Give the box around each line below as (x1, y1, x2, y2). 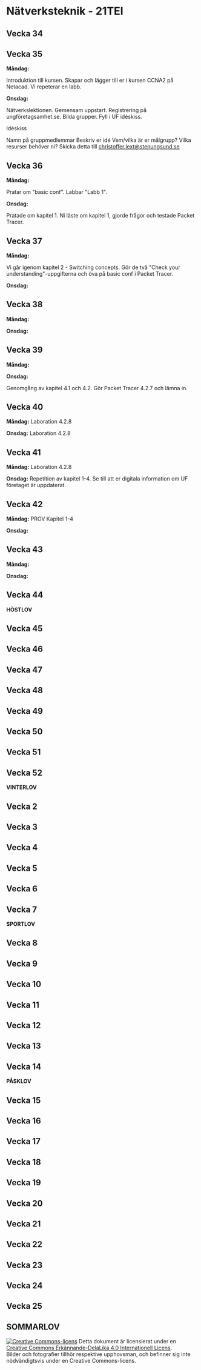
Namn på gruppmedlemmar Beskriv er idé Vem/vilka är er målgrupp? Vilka (6, 136, 192, 144)
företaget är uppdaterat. (6, 482, 67, 489)
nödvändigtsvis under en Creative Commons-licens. (6, 1357, 136, 1365)
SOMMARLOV (6, 1322, 60, 1332)
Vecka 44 (6, 590, 44, 600)
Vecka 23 (6, 1260, 43, 1270)
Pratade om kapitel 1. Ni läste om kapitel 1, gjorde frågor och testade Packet (6, 212, 195, 219)
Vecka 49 (6, 706, 44, 716)
